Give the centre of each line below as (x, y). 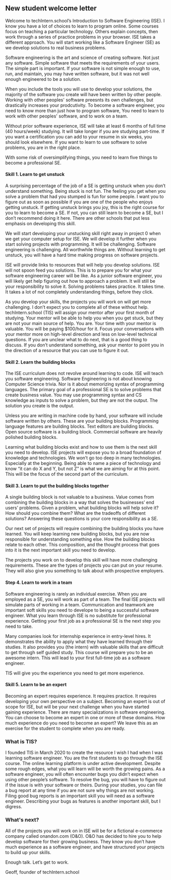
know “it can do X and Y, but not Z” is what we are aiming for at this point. (83, 469)
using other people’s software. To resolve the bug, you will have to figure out (85, 780)
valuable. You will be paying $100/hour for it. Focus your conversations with (85, 329)
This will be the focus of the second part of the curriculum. (67, 474)
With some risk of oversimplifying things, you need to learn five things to (81, 157)
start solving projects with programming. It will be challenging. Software (81, 244)
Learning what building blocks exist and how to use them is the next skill (81, 447)
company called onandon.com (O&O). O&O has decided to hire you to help (83, 836)
